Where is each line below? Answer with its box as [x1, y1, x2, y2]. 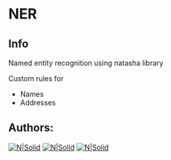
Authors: [8, 121, 54, 135]
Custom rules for [8, 74, 64, 83]
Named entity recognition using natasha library [8, 58, 164, 68]
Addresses [19, 98, 56, 107]
